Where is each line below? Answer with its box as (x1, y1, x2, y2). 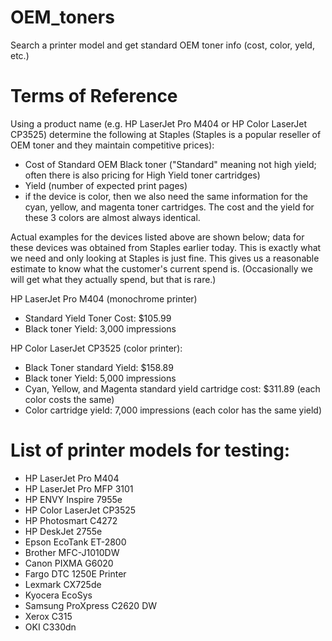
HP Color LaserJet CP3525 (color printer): (10, 342, 183, 354)
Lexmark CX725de (24, 578, 102, 590)
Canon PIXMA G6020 (24, 557, 114, 569)
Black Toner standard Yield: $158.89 (24, 361, 174, 373)
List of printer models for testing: (10, 439, 291, 462)
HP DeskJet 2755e (24, 525, 103, 537)
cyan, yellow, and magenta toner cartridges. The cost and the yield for (24, 201, 315, 213)
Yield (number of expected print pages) (24, 179, 188, 191)
